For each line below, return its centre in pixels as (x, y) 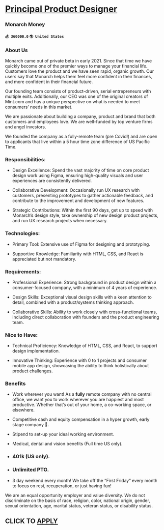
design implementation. (36, 351)
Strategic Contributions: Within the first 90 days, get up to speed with (82, 210)
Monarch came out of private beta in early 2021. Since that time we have (79, 61)
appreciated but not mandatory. (44, 259)
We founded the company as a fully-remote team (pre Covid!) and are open (81, 136)
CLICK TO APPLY (31, 521)
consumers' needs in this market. (39, 107)
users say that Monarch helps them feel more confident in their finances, (79, 76)
